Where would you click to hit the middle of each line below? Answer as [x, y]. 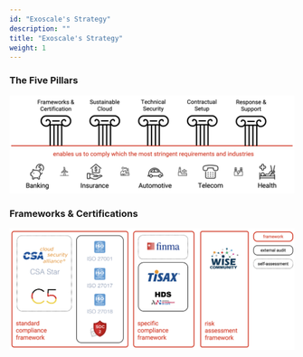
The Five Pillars [44, 80]
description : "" [40, 28]
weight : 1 [28, 48]
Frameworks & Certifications [74, 213]
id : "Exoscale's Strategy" [60, 19]
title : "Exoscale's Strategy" [66, 38]
